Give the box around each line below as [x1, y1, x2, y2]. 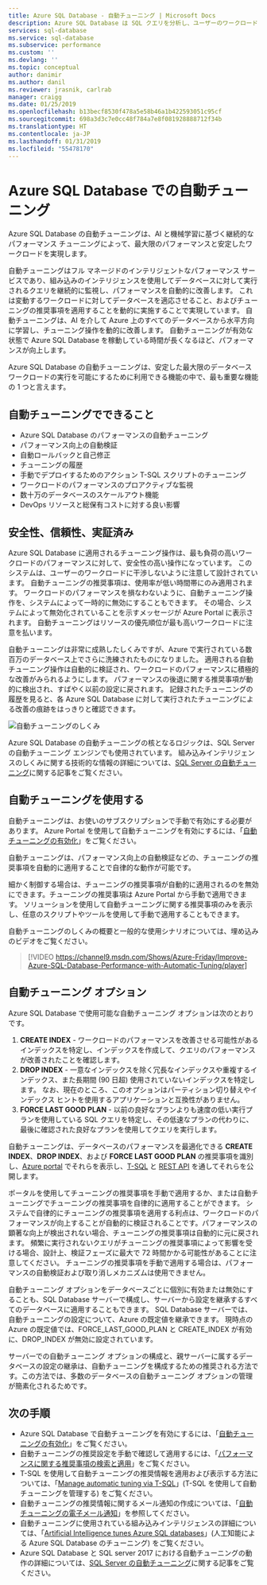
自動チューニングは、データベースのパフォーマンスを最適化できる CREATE [8, 1141, 253, 1151]
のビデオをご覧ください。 [8, 936, 92, 946]
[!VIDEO [27, 952, 54, 961]
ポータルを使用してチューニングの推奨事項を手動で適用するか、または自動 [8, 1188, 252, 1198]
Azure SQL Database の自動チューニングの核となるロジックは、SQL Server [8, 737, 255, 748]
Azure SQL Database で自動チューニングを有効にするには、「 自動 [19, 1429, 233, 1439]
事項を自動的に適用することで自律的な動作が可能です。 [14, 862, 196, 872]
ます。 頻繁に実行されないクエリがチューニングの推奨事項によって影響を [8, 1237, 246, 1247]
